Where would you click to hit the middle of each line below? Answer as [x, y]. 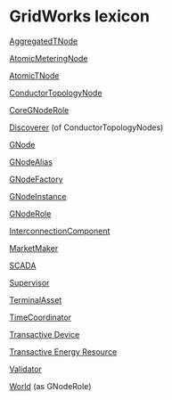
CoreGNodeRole [39, 110]
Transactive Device [45, 334]
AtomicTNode [34, 75]
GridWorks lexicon [79, 16]
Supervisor [29, 282]
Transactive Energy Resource [63, 351]
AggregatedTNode [44, 41]
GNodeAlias [31, 161]
